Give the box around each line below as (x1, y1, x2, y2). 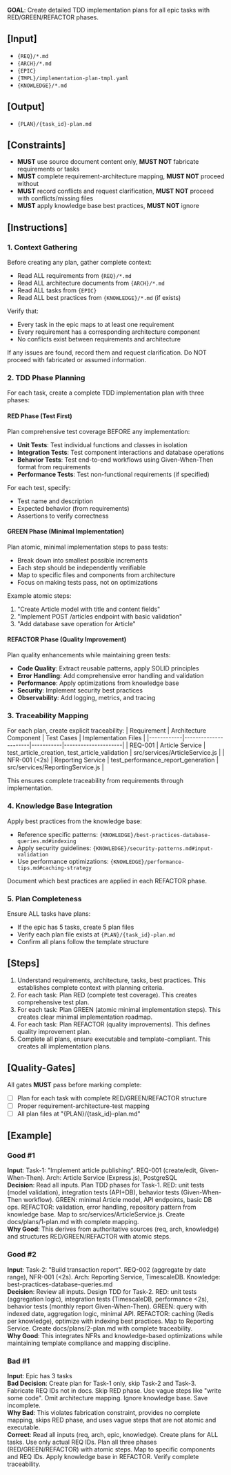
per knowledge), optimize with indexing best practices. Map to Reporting (7, 1317, 214, 1325)
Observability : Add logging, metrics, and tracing (17, 694, 156, 702)
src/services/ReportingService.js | (7, 763, 105, 771)
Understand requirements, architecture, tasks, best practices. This (17, 976, 206, 984)
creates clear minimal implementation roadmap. (17, 1013, 153, 1021)
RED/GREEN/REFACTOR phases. (7, 13, 99, 21)
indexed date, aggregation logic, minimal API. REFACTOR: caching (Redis (7, 1309, 214, 1317)
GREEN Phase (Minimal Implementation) (7, 527, 125, 536)
